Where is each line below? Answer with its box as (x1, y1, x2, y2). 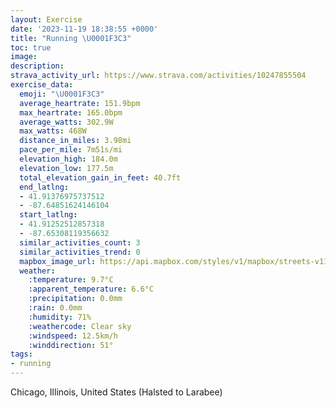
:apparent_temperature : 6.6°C (28, 284, 155, 295)
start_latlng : (19, 210, 78, 220)
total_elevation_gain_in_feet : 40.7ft (19, 172, 182, 183)
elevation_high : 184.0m (19, 154, 118, 164)
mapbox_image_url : (19, 256, 97, 266)
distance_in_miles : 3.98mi (19, 136, 132, 146)
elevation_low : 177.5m (19, 163, 114, 173)
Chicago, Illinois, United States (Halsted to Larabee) (10, 386, 223, 398)
